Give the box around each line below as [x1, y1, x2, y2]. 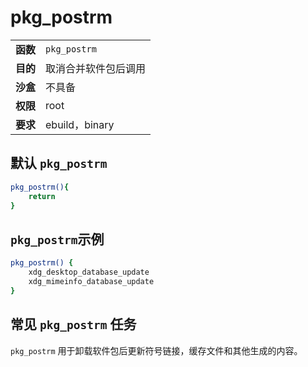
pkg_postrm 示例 [10, 231, 105, 248]
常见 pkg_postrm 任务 [10, 316, 137, 333]
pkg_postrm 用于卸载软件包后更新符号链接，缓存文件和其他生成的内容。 [10, 344, 303, 356]
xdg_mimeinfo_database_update [28, 276, 155, 286]
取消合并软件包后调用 [45, 61, 147, 75]
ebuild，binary [45, 117, 115, 131]
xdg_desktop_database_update [28, 267, 150, 278]
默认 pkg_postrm [10, 155, 108, 172]
